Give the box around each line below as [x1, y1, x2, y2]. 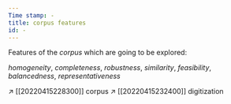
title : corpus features [8, 19, 87, 27]
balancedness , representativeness [8, 72, 121, 81]
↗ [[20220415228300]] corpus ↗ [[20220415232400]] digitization [8, 87, 224, 96]
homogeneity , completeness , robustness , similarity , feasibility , [8, 63, 211, 72]
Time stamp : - [8, 11, 55, 20]
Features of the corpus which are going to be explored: [8, 48, 188, 58]
